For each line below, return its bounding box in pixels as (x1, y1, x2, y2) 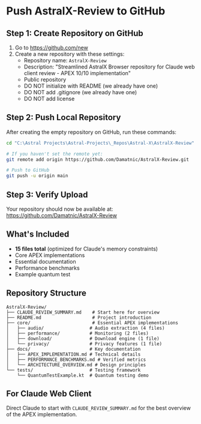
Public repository (23, 76, 67, 83)
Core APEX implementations (14, 251, 85, 259)
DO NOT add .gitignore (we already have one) (23, 89, 137, 95)
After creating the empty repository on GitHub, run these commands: (6, 128, 177, 136)
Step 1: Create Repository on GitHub (6, 28, 144, 38)
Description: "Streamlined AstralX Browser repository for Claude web (23, 63, 195, 70)
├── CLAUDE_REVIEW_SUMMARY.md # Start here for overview (6, 309, 160, 315)
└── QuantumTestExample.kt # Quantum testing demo (17, 372, 149, 378)
